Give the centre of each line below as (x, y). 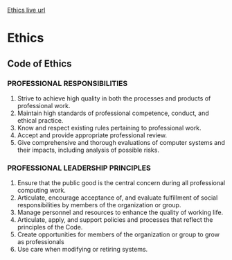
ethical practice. (40, 120)
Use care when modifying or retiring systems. (82, 250)
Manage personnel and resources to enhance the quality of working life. (120, 213)
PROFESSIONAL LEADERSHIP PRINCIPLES (79, 168)
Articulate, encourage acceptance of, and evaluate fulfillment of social (117, 198)
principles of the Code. (50, 227)
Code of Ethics (39, 63)
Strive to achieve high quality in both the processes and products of (114, 98)
